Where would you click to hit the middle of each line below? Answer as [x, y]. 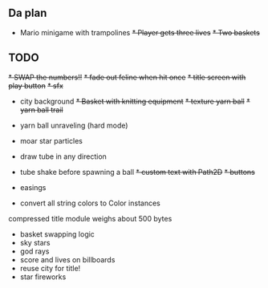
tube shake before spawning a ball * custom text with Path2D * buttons [137, 172]
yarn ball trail [41, 110]
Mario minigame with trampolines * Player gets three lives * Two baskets [140, 32]
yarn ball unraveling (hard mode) [74, 125]
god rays [35, 251]
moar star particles [51, 140]
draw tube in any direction [63, 156]
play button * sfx [36, 85]
